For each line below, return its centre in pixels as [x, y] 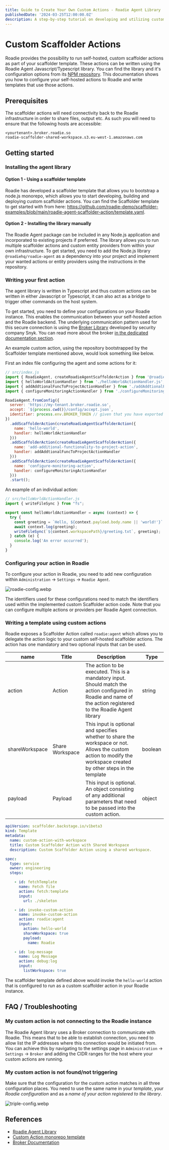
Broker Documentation [36, 1142]
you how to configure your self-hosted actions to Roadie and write [74, 80]
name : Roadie [41, 943]
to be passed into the [110, 808]
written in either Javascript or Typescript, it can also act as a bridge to [78, 296]
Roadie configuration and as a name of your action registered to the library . [83, 1093]
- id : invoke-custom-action [44, 910]
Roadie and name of [109, 697]
